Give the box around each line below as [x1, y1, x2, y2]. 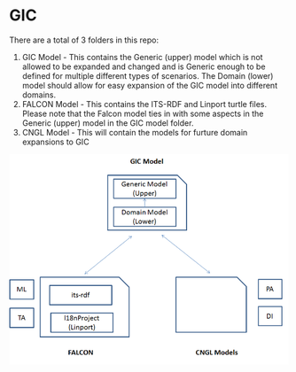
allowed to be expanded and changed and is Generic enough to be [21, 61, 266, 72]
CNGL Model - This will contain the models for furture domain [21, 127, 248, 137]
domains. [21, 89, 56, 100]
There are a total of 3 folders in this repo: [9, 35, 160, 45]
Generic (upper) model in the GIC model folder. [21, 117, 194, 128]
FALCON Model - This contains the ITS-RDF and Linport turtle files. [21, 98, 268, 109]
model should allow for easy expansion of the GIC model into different [21, 80, 277, 90]
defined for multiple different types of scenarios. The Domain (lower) [21, 70, 274, 81]
